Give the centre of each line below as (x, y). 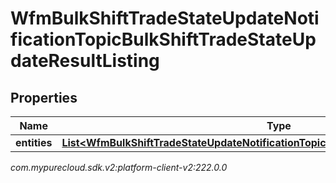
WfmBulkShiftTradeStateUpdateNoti (165, 18)
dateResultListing (85, 61)
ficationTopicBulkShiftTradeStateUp (163, 39)
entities (34, 142)
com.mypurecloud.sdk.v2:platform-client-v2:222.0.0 (119, 167)
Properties (44, 97)
